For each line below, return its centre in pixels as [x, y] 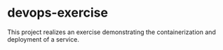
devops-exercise [58, 13]
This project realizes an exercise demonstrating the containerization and [111, 32]
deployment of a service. [43, 39]
